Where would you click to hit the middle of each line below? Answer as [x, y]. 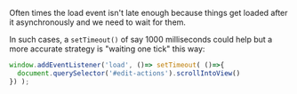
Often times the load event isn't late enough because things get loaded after [148, 13]
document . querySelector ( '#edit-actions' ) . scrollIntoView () [129, 73]
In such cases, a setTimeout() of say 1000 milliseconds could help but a [141, 39]
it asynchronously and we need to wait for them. [98, 22]
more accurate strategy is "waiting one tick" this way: [107, 49]
